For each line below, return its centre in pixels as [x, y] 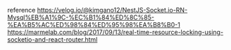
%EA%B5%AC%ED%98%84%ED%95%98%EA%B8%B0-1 [94, 25]
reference [21, 10]
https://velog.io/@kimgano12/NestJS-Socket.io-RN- [112, 10]
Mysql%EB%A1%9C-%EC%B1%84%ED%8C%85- [81, 17]
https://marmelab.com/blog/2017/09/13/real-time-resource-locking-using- [115, 32]
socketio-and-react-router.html [52, 40]
